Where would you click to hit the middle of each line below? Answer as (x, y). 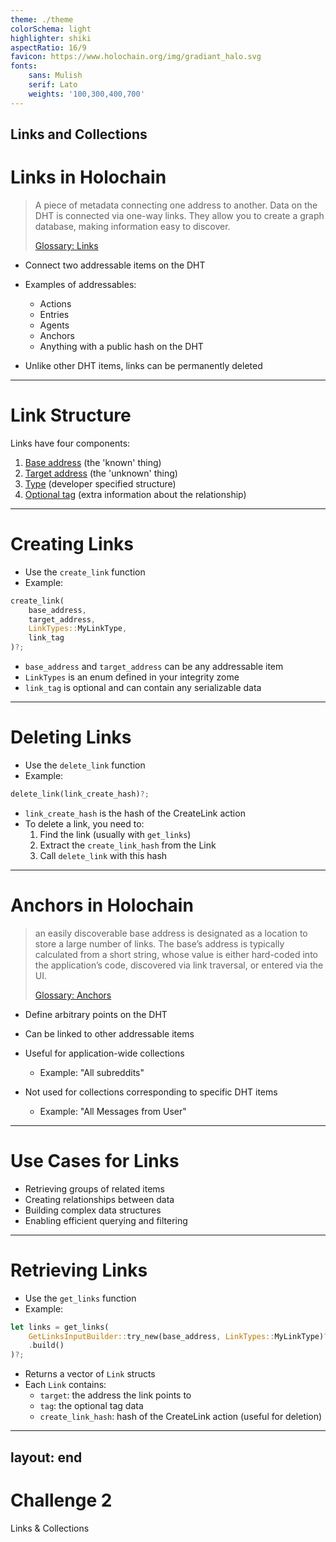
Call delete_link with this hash (103, 855)
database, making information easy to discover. (132, 226)
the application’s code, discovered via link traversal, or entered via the (179, 965)
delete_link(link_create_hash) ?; (80, 794)
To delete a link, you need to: (84, 823)
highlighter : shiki (51, 38)
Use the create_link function (85, 572)
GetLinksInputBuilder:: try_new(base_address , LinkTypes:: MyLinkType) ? (178, 1336)
